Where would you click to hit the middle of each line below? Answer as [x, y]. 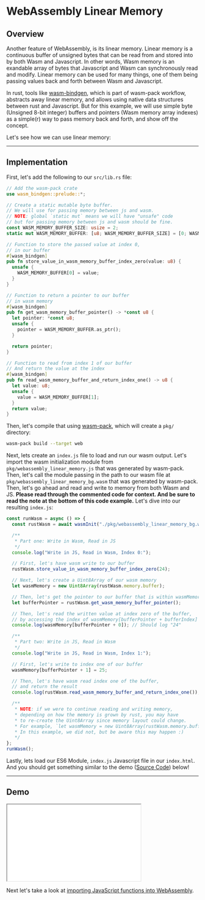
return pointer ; [32, 346]
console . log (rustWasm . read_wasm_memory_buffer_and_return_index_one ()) [105, 692]
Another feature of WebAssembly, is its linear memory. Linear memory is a [100, 48]
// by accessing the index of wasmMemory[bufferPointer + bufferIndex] [105, 620]
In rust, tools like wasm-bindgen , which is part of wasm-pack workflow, [96, 93]
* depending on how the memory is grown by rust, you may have [96, 714]
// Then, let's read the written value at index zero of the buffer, [102, 613]
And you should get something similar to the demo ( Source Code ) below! [98, 767]
